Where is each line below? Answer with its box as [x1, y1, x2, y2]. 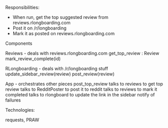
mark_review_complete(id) [5, 56, 61, 62]
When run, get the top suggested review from [12, 14, 108, 20]
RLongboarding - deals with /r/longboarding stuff [5, 66, 108, 71]
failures [5, 97, 21, 103]
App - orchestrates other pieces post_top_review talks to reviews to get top [5, 81, 163, 87]
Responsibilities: [5, 5, 40, 10]
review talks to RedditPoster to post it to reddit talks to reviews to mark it [5, 86, 157, 92]
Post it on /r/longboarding [12, 25, 67, 31]
